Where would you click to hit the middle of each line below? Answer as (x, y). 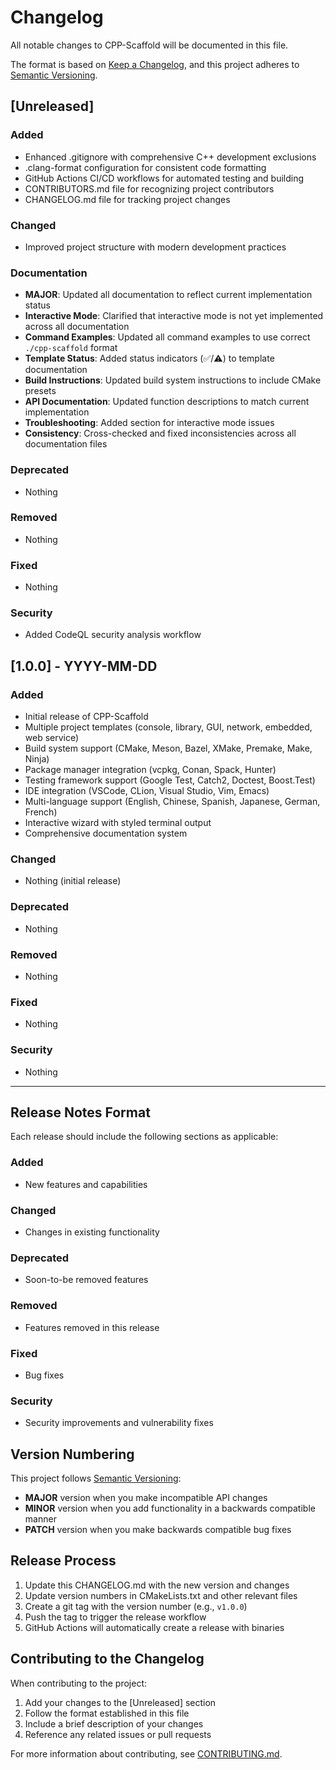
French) (41, 812)
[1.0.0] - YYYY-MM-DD (84, 666)
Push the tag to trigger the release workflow (115, 1617)
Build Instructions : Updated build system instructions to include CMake (173, 380)
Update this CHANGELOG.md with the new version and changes (157, 1585)
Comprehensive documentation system (106, 833)
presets (40, 391)
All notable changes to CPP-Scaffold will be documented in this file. (149, 45)
